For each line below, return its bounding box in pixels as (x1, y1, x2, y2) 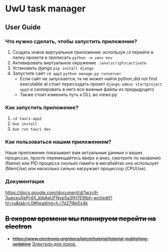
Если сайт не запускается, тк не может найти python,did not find (19, 75, 157, 81)
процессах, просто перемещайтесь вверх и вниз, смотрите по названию (5, 155, 161, 161)
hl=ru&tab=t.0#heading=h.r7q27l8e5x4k (5, 200, 88, 206)
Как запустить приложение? (5, 104, 79, 111)
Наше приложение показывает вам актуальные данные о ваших (5, 150, 143, 156)
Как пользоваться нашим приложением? (5, 138, 112, 145)
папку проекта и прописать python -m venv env (12, 54, 113, 60)
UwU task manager (5, 3, 86, 14)
